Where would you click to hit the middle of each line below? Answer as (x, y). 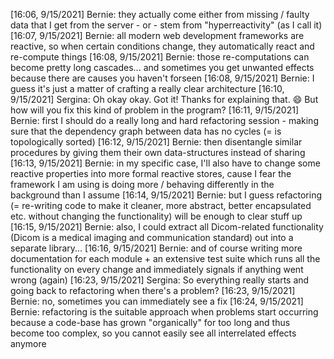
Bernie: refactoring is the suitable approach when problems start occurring (164, 312)
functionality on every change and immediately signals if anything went (157, 269)
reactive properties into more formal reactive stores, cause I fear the (151, 173)
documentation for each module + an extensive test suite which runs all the (165, 258)
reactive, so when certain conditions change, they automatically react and (162, 46)
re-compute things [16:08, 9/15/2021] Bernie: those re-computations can (160, 57)
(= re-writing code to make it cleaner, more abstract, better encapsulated (161, 205)
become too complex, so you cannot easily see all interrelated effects (153, 333)
